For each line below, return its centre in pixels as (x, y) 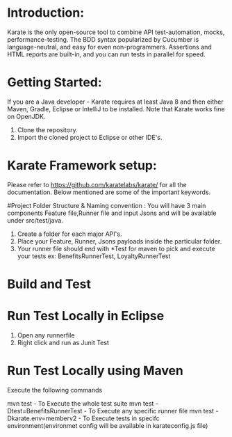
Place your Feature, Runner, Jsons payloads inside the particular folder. (119, 241)
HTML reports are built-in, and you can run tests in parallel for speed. (106, 54)
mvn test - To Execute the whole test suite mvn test (81, 403)
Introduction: (46, 13)
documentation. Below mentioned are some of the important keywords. (109, 192)
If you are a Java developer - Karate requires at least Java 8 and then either (115, 102)
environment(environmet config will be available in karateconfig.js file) (108, 425)
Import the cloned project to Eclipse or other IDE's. (90, 137)
